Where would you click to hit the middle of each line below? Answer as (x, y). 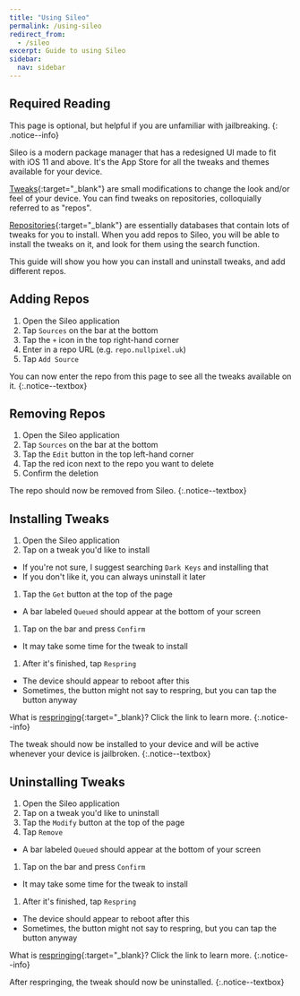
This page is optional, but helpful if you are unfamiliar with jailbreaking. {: (144, 125)
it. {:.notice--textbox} (48, 385)
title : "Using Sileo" (50, 17)
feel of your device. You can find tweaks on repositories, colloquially (136, 198)
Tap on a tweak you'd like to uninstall (90, 812)
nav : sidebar (42, 68)
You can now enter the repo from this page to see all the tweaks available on (150, 376)
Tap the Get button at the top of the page (97, 594)
